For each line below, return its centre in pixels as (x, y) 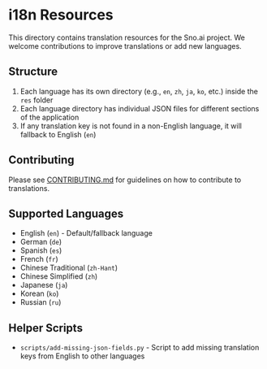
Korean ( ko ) (39, 293)
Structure (33, 72)
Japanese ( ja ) (44, 285)
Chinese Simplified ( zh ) (59, 276)
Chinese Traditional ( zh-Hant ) (69, 268)
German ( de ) (41, 242)
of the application (50, 117)
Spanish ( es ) (41, 250)
